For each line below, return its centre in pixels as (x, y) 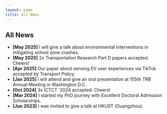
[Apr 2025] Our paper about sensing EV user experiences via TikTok (84, 69)
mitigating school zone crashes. (46, 52)
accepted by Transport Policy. (44, 74)
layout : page (19, 10)
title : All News (22, 15)
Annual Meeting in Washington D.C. (49, 85)
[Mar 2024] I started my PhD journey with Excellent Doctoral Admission (87, 95)
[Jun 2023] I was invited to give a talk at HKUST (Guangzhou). (78, 106)
